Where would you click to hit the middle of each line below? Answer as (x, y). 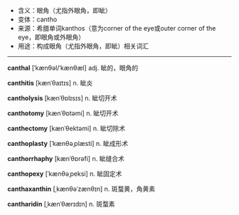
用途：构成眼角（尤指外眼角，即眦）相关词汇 (83, 46)
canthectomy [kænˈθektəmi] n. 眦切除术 (67, 128)
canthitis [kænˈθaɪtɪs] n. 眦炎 (50, 83)
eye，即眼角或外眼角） (51, 37)
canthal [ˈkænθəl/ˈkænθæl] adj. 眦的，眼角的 (73, 68)
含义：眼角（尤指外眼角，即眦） (64, 10)
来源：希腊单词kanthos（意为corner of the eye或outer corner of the (117, 28)
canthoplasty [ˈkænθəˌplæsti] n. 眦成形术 (68, 143)
